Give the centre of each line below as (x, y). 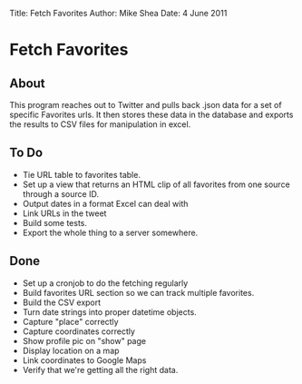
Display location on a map (71, 350)
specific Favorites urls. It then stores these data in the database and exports (151, 114)
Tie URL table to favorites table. (81, 174)
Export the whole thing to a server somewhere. (110, 232)
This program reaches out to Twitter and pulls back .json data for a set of (146, 105)
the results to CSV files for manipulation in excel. (100, 124)
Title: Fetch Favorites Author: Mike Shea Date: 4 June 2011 (118, 13)
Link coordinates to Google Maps (84, 360)
